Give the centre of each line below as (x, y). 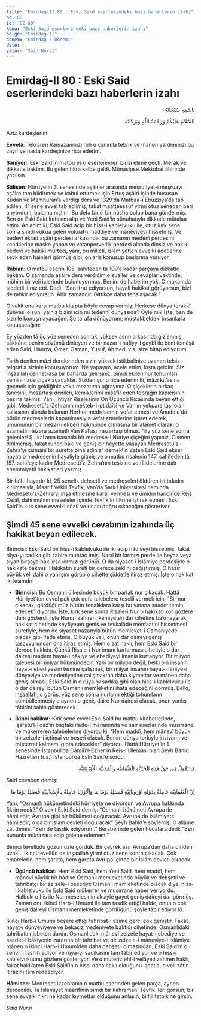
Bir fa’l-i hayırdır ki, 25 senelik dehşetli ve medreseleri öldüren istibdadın (95, 481)
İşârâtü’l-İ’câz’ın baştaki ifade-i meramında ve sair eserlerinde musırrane (104, 725)
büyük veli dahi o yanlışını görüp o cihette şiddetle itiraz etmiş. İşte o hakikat (100, 574)
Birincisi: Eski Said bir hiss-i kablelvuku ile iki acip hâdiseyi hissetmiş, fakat (98, 548)
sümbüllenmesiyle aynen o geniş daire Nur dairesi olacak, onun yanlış (100, 700)
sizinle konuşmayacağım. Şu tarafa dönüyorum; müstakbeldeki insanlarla (96, 318)
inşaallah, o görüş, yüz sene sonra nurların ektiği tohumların (89, 694)
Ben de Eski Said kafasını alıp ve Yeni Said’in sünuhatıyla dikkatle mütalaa (97, 219)
